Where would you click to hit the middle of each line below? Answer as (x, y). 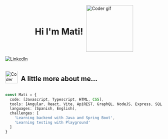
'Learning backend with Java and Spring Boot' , (64, 118)
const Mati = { (21, 95)
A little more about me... (59, 79)
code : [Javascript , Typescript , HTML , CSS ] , (57, 99)
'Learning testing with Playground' (52, 123)
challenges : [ (24, 113)
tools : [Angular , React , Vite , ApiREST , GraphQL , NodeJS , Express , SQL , (87, 104)
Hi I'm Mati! (59, 32)
